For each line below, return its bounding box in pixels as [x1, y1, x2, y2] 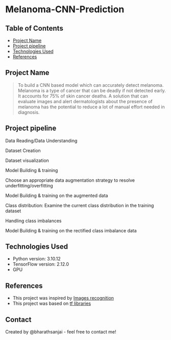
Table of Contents [5, 24, 64, 33]
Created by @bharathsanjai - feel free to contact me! [5, 329, 116, 335]
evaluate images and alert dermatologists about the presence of [17, 98, 153, 104]
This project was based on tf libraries [12, 300, 91, 307]
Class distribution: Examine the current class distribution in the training [5, 202, 154, 208]
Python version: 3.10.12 [12, 256, 61, 262]
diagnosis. [17, 109, 40, 115]
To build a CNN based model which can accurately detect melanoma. [17, 82, 164, 88]
